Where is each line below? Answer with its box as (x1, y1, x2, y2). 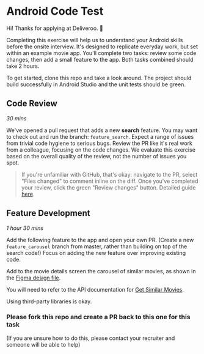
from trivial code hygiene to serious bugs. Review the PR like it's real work (6, 139, 192, 147)
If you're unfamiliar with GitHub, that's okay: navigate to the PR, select (21, 171, 198, 178)
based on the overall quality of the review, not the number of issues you (6, 152, 187, 160)
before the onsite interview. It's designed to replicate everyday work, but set (6, 43, 199, 50)
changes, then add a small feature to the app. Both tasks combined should (6, 56, 194, 63)
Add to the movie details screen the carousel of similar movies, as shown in (6, 267, 196, 275)
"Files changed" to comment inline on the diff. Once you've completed (21, 177, 199, 185)
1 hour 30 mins (6, 224, 44, 232)
